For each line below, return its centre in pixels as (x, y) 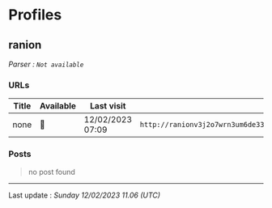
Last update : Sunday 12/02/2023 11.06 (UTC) (84, 195)
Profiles (35, 15)
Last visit (108, 106)
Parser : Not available (46, 64)
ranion (25, 45)
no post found (51, 172)
